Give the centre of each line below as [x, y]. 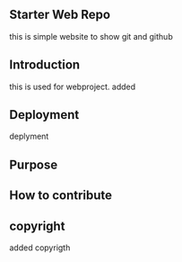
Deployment [44, 115]
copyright [37, 226]
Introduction [45, 65]
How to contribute [61, 196]
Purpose [34, 164]
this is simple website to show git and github [91, 36]
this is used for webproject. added [73, 86]
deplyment [29, 136]
